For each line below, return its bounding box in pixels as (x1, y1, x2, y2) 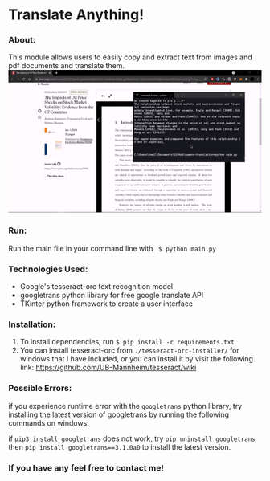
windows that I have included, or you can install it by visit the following (19, 354, 254, 364)
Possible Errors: (8, 383, 72, 394)
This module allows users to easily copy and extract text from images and (8, 52, 252, 62)
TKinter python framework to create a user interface (19, 299, 194, 308)
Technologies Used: (8, 263, 88, 275)
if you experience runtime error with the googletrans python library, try (8, 401, 243, 410)
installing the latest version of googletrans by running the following (8, 410, 230, 419)
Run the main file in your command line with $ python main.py (8, 243, 217, 253)
